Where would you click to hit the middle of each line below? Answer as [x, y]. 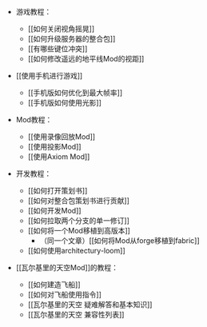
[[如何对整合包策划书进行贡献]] [79, 201]
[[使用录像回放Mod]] [62, 137]
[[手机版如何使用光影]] [65, 103]
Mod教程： [34, 120]
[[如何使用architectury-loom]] [76, 251]
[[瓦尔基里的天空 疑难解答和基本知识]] [90, 305]
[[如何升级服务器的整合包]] [72, 39]
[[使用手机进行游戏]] [49, 76]
